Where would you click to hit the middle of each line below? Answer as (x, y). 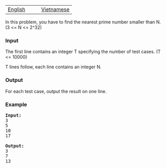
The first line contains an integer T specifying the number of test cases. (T (83, 52)
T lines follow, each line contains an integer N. (53, 67)
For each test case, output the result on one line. (56, 91)
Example (16, 104)
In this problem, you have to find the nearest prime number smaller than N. (83, 22)
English (16, 9)
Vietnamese (56, 9)
